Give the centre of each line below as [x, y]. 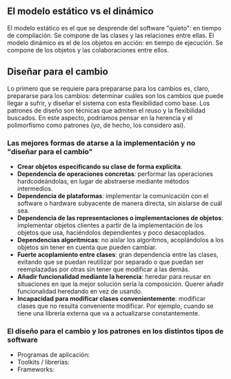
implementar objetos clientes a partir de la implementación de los [110, 225]
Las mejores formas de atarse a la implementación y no [101, 143]
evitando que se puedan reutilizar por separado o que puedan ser [110, 262]
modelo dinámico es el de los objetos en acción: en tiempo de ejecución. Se [115, 42]
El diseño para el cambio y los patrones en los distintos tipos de [115, 331]
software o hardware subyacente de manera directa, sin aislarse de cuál [120, 203]
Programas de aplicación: [53, 355]
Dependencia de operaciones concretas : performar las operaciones [115, 174]
